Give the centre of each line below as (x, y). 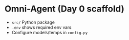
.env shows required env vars (42, 27)
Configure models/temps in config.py (50, 32)
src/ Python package (33, 22)
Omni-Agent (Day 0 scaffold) (64, 9)
